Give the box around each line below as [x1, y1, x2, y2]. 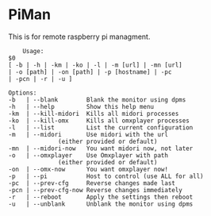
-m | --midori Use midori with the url [8, 130, 169, 138]
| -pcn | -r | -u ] [8, 75, 73, 83]
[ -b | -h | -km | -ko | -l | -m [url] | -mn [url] [8, 61, 182, 69]
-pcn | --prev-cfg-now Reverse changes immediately [8, 186, 182, 194]
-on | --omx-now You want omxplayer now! [8, 165, 169, 173]
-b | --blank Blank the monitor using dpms [8, 95, 186, 104]
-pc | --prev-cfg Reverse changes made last [8, 179, 176, 187]
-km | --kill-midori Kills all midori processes [8, 110, 179, 118]
